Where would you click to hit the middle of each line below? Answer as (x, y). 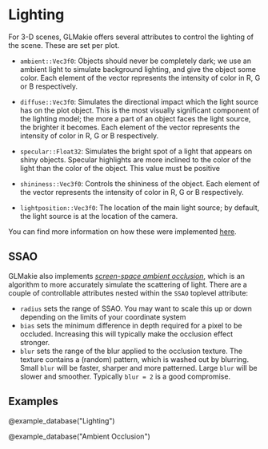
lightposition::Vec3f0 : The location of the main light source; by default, (140, 207)
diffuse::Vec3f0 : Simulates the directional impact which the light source (139, 101)
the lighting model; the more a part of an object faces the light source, (135, 118)
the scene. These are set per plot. (64, 45)
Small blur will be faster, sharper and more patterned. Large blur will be (138, 368)
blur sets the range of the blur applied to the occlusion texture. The (131, 351)
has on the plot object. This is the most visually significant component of (140, 110)
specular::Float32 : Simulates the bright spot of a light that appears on (136, 151)
